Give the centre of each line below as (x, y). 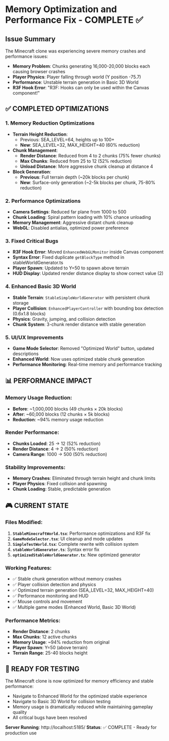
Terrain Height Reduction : (40, 134)
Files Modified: (24, 522)
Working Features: (29, 567)
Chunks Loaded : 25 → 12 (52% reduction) (57, 443)
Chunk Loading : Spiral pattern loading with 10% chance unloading (82, 217)
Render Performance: (32, 432)
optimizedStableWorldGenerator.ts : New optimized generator (76, 555)
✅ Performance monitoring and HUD (50, 596)
